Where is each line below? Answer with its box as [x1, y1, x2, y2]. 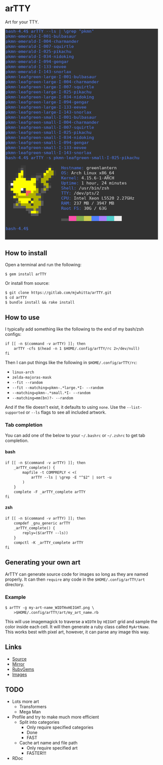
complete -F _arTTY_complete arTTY [14, 489, 86, 494]
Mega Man [19, 709, 41, 714]
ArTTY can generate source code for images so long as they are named [5, 571, 148, 577]
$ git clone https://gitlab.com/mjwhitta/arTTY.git [5, 290, 112, 296]
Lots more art [12, 698, 39, 704]
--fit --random [12, 380, 43, 385]
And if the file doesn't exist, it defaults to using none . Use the [5, 404, 126, 410]
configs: [5, 331, 22, 337]
